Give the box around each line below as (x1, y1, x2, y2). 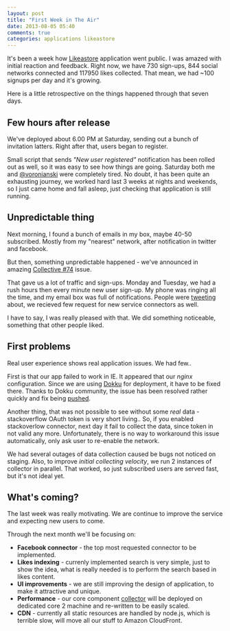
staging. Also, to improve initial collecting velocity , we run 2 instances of (7, 457, 212, 465)
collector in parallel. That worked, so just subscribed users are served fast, (7, 464, 219, 473)
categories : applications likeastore (7, 36, 115, 43)
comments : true (7, 29, 51, 36)
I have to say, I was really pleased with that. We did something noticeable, (7, 313, 216, 322)
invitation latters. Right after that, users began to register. (7, 142, 168, 150)
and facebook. (7, 244, 48, 252)
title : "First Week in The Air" (7, 16, 100, 23)
